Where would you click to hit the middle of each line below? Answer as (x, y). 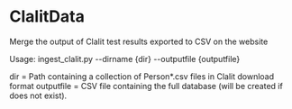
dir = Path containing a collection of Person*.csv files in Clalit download (142, 76)
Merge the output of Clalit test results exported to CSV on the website (139, 41)
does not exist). (38, 95)
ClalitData (47, 17)
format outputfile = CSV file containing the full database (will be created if (146, 86)
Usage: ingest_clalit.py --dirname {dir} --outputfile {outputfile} (125, 59)
